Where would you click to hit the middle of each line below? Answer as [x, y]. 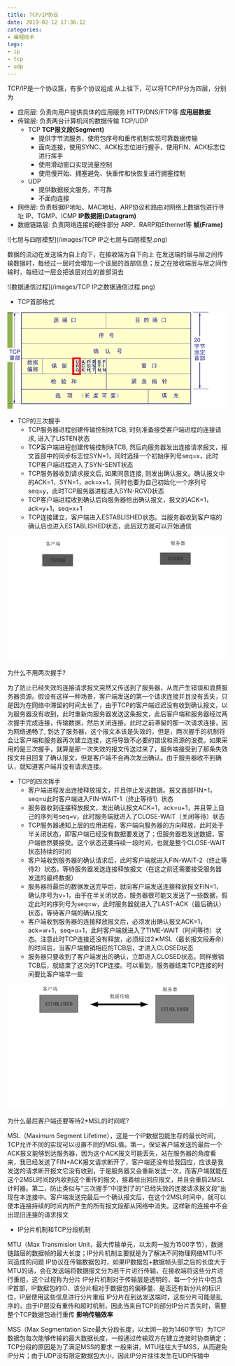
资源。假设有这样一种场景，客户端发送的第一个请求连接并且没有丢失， [120, 696]
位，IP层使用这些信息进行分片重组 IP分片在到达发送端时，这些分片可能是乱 [115, 1297]
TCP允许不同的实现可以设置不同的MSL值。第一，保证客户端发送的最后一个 [115, 1144]
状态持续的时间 [49, 851]
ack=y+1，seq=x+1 [55, 509]
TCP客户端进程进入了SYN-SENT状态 [80, 465]
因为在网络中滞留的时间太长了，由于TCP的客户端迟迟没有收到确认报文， [117, 705]
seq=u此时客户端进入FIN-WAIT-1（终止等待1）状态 [100, 798]
